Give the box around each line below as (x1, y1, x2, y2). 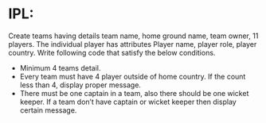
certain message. (19, 105, 77, 115)
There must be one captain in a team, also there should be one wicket (19, 88, 249, 98)
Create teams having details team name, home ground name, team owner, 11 (8, 31, 259, 40)
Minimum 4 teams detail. (19, 63, 101, 72)
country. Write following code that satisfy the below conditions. (8, 48, 216, 57)
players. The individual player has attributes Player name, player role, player (8, 39, 257, 48)
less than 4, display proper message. (19, 80, 142, 90)
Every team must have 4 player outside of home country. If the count (19, 71, 246, 81)
